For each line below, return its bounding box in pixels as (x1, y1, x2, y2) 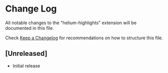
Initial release (12, 62, 40, 68)
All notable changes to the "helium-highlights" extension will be (5, 20, 137, 26)
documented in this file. (5, 25, 54, 31)
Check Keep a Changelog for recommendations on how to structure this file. (5, 35, 163, 41)
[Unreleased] (5, 49, 48, 58)
